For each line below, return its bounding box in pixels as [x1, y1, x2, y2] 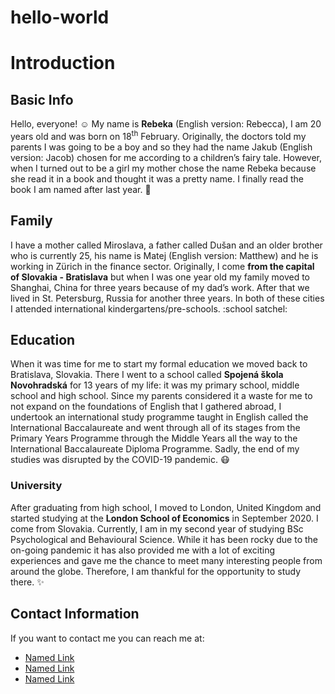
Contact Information [10, 606, 140, 623]
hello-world [10, 6, 110, 29]
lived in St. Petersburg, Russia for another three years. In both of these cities [10, 292, 325, 304]
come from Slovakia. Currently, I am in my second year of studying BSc [10, 522, 304, 535]
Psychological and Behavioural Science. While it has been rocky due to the [10, 533, 319, 545]
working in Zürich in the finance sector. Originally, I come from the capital [10, 260, 315, 272]
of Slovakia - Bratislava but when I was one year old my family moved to [10, 271, 310, 283]
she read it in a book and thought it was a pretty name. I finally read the [10, 172, 304, 185]
